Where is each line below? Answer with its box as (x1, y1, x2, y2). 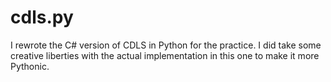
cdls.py (10, 6, 74, 29)
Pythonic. (10, 60, 50, 72)
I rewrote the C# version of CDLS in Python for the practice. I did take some (10, 39, 322, 51)
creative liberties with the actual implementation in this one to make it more (10, 49, 320, 61)
